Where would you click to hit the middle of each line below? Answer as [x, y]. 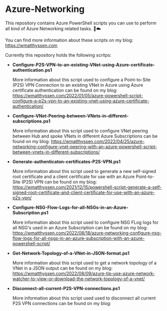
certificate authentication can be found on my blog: [65, 90]
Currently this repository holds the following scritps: [58, 55]
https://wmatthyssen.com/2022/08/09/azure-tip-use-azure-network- [83, 273]
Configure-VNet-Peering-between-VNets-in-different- [70, 116]
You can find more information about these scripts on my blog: [69, 40]
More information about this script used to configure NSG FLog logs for [85, 222]
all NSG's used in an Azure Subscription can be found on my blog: [80, 227]
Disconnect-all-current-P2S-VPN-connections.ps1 [66, 288]
